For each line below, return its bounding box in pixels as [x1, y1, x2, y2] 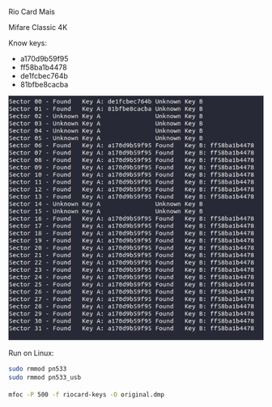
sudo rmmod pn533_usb [8, 373, 82, 381]
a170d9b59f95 [19, 54, 69, 63]
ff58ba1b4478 [19, 62, 67, 72]
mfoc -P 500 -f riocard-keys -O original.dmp [8, 390, 164, 399]
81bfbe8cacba [19, 80, 69, 89]
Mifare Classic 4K [8, 23, 68, 32]
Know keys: [8, 38, 47, 48]
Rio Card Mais [8, 7, 55, 16]
